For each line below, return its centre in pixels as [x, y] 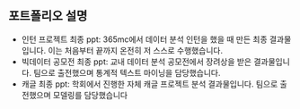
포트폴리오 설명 [48, 16]
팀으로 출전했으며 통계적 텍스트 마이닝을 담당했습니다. [127, 72]
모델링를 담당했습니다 [90, 95]
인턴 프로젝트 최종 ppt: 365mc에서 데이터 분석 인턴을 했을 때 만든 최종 [144, 39]
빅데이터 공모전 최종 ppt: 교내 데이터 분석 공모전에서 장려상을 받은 [137, 62]
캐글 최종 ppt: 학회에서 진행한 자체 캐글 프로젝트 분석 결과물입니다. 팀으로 [150, 84]
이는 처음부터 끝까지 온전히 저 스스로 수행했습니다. [136, 50]
